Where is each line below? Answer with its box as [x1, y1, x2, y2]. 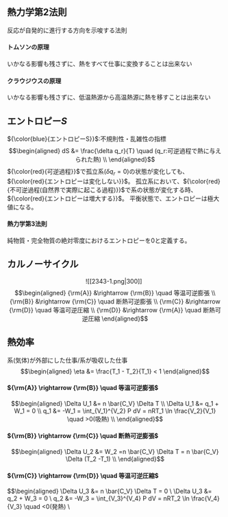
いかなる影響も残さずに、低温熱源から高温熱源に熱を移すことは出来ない [7, 93, 211, 102]
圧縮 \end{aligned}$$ [88, 314, 149, 323]
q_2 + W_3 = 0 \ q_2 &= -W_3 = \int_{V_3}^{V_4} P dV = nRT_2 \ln [7, 494, 190, 503]
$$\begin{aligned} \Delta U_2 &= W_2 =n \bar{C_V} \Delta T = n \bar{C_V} [11, 448, 219, 456]
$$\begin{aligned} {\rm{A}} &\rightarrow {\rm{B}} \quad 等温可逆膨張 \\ [14, 288, 216, 297]
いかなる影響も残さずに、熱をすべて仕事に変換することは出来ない [7, 60, 193, 68]
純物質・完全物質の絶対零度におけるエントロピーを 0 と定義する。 [7, 236, 191, 245]
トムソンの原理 [7, 43, 49, 51]
